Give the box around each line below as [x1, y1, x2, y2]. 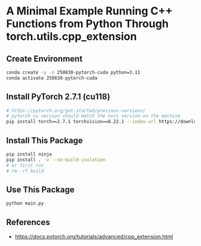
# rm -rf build [6, 168, 44, 174]
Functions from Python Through [6, 17, 169, 31]
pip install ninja [6, 151, 52, 157]
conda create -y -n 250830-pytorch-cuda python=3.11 [6, 70, 141, 76]
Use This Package [6, 184, 75, 194]
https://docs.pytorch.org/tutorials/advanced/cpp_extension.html [14, 233, 173, 240]
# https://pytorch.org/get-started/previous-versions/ [6, 107, 146, 113]
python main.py [6, 200, 44, 206]
